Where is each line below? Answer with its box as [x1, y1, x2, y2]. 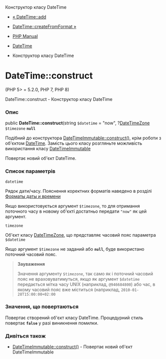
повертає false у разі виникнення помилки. [5, 320, 99, 326]
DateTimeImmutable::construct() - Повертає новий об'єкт [12, 344, 133, 350]
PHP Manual [12, 33, 38, 39]
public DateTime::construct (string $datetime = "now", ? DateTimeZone [5, 120, 150, 126]
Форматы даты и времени [5, 193, 61, 199]
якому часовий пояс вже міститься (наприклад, [17, 287, 120, 293]
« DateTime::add [12, 14, 46, 19]
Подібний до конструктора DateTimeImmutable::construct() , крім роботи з [5, 135, 162, 141]
